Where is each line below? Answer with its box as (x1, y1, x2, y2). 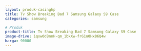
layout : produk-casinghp (5, 7, 56, 12)
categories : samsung (5, 16, 47, 21)
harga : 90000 (5, 38, 32, 44)
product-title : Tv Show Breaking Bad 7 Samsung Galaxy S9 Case (5, 30, 137, 34)
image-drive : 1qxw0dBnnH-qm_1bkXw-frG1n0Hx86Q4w (5, 34, 106, 39)
